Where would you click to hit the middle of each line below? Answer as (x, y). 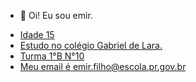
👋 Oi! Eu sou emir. (56, 15)
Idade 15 (37, 34)
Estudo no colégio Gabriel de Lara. (91, 45)
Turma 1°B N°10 (52, 56)
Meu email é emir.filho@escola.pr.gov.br (103, 66)
